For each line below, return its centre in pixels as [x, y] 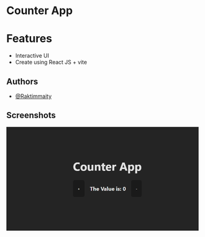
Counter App [40, 11]
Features [29, 39]
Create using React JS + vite [51, 62]
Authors [22, 81]
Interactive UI [32, 56]
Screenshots [31, 115]
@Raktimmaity [33, 96]
